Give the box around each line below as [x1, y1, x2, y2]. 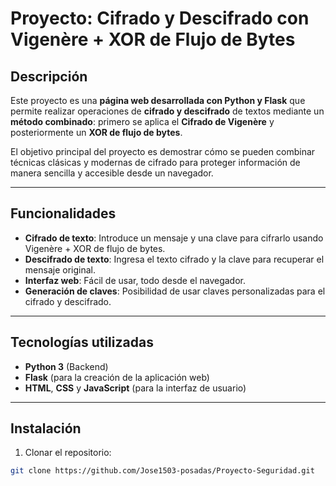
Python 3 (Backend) [24, 360, 109, 372]
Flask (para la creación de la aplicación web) [24, 371, 210, 383]
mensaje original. [24, 263, 96, 276]
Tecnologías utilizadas [10, 334, 154, 351]
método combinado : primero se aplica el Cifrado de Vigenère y [10, 116, 275, 127]
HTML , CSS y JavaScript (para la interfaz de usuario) [24, 382, 247, 394]
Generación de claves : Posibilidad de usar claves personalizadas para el [24, 285, 326, 297]
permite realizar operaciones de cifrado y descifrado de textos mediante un [10, 105, 325, 117]
